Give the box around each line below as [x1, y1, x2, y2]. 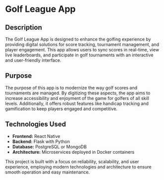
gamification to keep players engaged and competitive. [5, 105, 118, 112]
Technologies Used [5, 120, 66, 129]
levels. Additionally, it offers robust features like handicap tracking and [5, 100, 149, 106]
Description [5, 23, 42, 32]
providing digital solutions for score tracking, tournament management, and [5, 42, 160, 47]
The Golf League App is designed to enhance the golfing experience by [5, 36, 151, 42]
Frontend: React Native [12, 133, 60, 139]
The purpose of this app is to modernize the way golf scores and [5, 85, 138, 90]
